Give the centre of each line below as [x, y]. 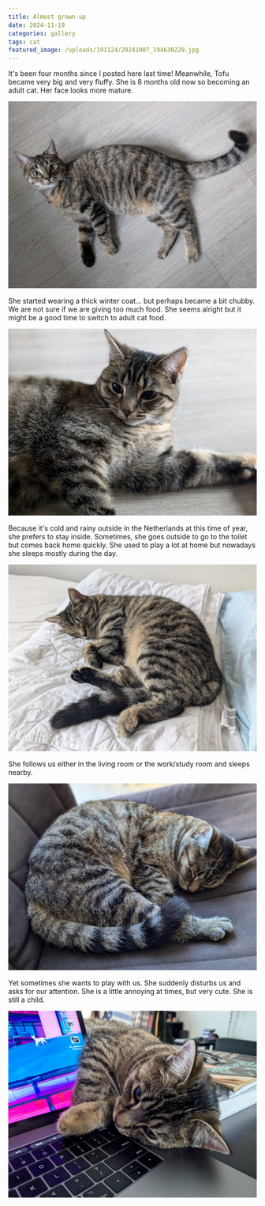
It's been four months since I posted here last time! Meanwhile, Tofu [119, 74]
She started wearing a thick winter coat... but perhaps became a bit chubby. [132, 301]
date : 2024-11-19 [37, 25]
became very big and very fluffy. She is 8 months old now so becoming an [129, 82]
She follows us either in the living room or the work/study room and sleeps [129, 764]
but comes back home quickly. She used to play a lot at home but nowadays [132, 545]
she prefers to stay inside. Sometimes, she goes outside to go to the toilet [128, 537]
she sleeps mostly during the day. [63, 554]
